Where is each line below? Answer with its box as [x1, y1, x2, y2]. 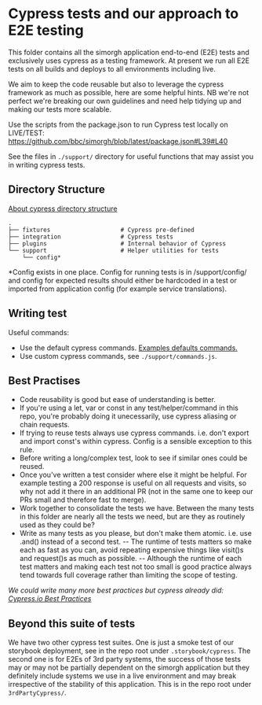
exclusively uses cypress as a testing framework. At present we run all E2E [8, 56, 249, 65]
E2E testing [8, 21, 84, 39]
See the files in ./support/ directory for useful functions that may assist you [8, 151, 253, 161]
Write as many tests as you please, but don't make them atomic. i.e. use [19, 529, 253, 538]
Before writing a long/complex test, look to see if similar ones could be [19, 453, 248, 463]
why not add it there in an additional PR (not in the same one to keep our [19, 487, 253, 496]
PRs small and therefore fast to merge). [19, 495, 147, 504]
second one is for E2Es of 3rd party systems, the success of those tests [8, 655, 242, 664]
